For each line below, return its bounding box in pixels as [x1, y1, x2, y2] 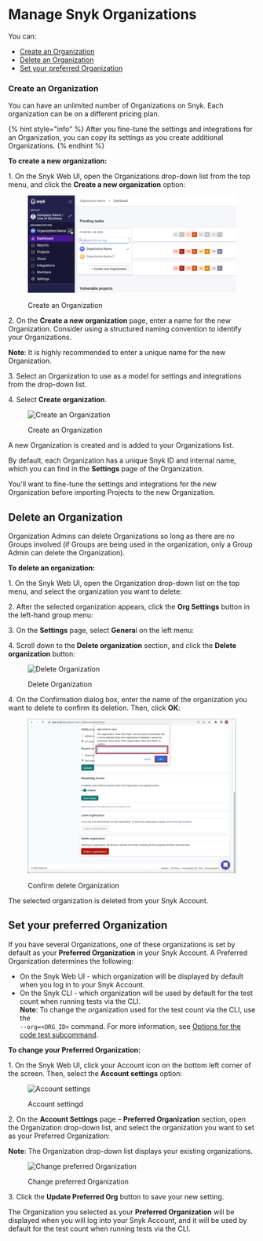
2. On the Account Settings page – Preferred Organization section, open [8, 1114, 246, 1124]
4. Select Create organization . [8, 395, 108, 405]
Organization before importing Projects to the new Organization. [8, 488, 216, 497]
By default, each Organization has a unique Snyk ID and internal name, [8, 456, 237, 465]
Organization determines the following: [8, 956, 134, 965]
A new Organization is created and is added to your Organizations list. [8, 441, 234, 450]
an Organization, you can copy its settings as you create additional [8, 133, 224, 142]
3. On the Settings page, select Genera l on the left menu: [8, 626, 195, 635]
